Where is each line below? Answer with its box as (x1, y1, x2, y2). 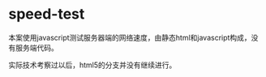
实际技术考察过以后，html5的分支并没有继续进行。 (8, 60, 177, 70)
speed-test (8, 5, 85, 24)
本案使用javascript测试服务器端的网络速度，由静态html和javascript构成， (8, 32, 251, 42)
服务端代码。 (15, 42, 58, 53)
